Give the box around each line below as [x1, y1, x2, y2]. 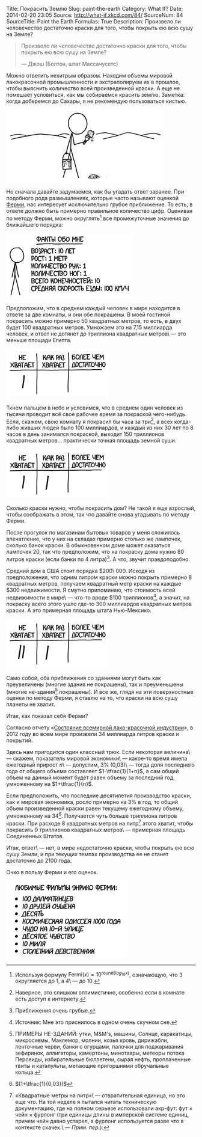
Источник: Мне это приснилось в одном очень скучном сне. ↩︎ [14, 1019, 177, 1026]
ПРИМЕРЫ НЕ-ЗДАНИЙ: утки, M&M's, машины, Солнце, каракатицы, [14, 1031, 193, 1038]
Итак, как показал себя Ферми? [6, 713, 88, 720]
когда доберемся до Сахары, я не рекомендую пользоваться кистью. [6, 97, 187, 105]
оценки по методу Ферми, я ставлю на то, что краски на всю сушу [6, 694, 178, 702]
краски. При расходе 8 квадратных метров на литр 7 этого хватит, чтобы [6, 818, 194, 827]
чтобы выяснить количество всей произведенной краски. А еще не [6, 85, 180, 92]
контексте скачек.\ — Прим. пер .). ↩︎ [14, 1124, 110, 1131]
